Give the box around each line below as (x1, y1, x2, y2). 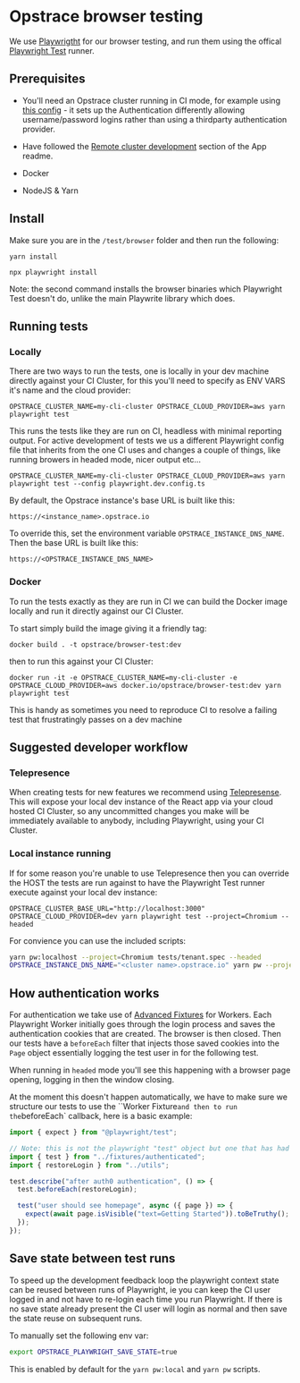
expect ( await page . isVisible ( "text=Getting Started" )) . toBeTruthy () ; (25, 1209, 290, 1218)
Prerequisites (9, 72, 86, 87)
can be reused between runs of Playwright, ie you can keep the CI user (9, 1284, 271, 1294)
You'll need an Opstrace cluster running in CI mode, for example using (21, 95, 281, 106)
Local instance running (9, 847, 112, 860)
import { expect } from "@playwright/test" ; (9, 1128, 178, 1137)
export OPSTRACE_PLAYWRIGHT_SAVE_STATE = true (9, 1347, 178, 1356)
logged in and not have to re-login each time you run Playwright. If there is (9, 1294, 283, 1304)
